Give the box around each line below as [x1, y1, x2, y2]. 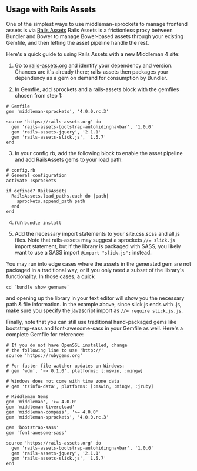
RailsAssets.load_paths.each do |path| [11, 193, 109, 199]
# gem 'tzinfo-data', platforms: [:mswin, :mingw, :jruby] [6, 383, 154, 389]
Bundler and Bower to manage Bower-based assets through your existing [6, 32, 184, 40]
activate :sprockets [6, 178, 57, 183]
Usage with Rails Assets [6, 5, 96, 15]
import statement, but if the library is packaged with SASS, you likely [14, 242, 181, 249]
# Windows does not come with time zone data [6, 378, 119, 384]
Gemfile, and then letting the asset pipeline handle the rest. [6, 39, 149, 46]
